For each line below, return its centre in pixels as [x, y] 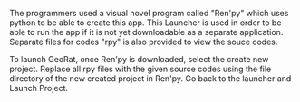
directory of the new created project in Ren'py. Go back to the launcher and [150, 79]
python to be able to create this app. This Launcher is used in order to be [145, 23]
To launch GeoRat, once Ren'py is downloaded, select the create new [139, 59]
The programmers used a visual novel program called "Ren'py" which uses [149, 13]
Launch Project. [39, 88]
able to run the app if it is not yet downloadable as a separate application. [146, 32]
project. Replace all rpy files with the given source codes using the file [140, 69]
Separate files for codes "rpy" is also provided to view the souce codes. [144, 42]
